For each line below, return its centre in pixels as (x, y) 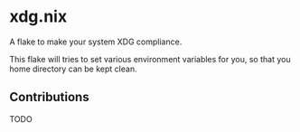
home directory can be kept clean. (73, 69)
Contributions (49, 97)
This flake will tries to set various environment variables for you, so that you (150, 59)
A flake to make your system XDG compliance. (96, 42)
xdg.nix (38, 17)
